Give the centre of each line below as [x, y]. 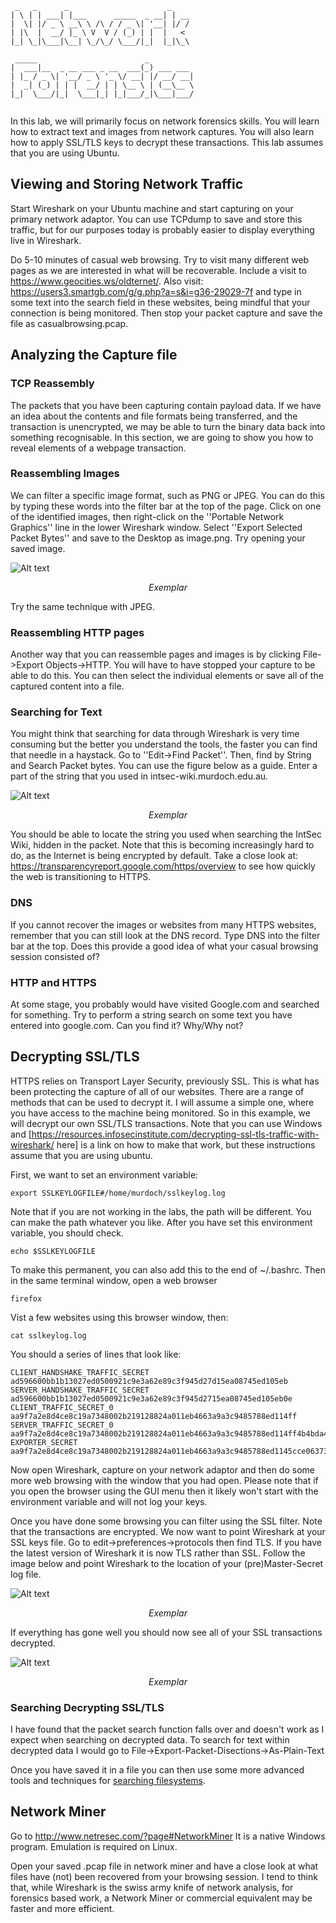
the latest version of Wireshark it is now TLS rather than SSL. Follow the [158, 1553]
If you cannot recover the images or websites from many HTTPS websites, [163, 924]
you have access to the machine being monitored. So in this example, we [160, 1113]
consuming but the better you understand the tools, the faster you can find [164, 744]
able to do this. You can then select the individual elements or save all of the [167, 676]
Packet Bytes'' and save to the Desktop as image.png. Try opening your [158, 538]
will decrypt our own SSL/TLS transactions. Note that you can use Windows [166, 1123]
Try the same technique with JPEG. [83, 606]
